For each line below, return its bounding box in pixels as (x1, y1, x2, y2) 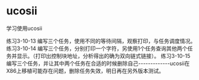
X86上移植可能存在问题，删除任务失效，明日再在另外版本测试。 (6, 67, 165, 74)
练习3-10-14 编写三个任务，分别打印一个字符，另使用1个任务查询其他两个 (6, 45, 188, 52)
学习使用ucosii (6, 24, 42, 32)
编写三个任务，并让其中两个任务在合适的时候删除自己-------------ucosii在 (6, 60, 190, 67)
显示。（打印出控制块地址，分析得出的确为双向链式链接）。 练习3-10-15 (16, 52, 191, 59)
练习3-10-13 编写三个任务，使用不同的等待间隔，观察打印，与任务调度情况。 (6, 37, 196, 44)
